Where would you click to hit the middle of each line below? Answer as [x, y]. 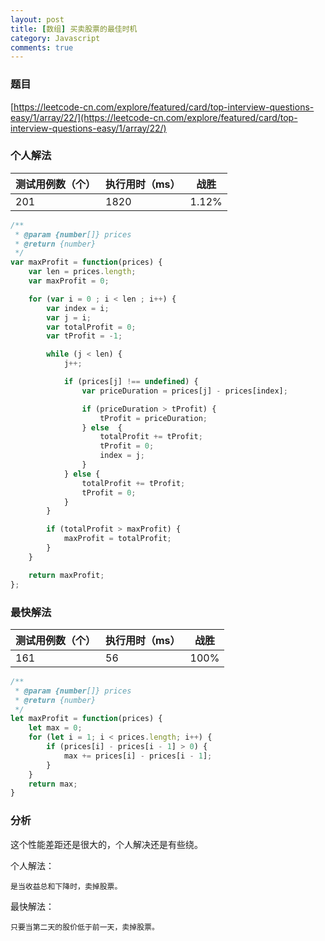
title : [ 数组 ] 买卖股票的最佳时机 [74, 29]
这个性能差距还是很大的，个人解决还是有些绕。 [106, 844]
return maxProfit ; [66, 575]
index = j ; [122, 456]
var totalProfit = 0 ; [91, 327]
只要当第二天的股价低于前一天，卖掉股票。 [85, 927]
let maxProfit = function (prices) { [86, 719]
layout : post [37, 19]
